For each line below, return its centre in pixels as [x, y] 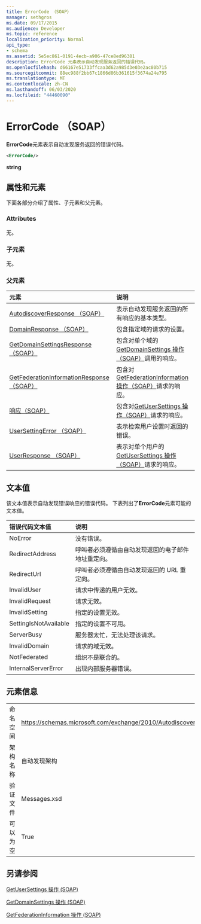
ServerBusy [26, 635]
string [14, 167]
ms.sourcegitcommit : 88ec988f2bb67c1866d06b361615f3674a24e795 [87, 73]
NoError [20, 538]
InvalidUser [25, 590]
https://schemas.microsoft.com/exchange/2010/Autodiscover [108, 722]
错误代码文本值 [31, 527]
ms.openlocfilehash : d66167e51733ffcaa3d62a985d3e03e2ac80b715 [87, 67]
